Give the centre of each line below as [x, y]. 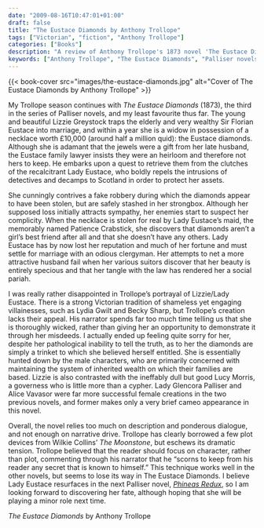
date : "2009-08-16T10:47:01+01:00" [66, 15]
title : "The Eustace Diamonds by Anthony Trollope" [94, 30]
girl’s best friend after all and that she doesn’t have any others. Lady [118, 237]
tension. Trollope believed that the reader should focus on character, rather [130, 450]
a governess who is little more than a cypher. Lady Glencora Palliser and [125, 385]
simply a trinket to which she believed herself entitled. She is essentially [125, 352]
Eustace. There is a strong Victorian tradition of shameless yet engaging [125, 302]
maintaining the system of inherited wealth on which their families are [121, 369]
